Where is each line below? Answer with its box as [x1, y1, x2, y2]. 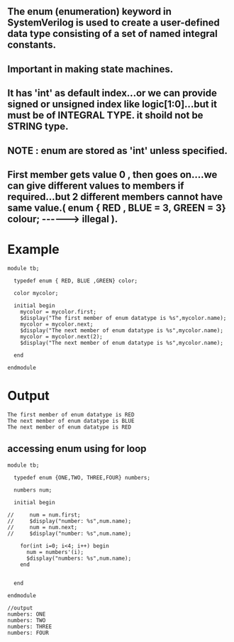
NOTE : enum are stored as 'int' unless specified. [7, 145, 228, 157]
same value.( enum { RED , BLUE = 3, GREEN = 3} [7, 201, 227, 214]
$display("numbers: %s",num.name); [26, 555, 132, 562]
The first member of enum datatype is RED [7, 411, 135, 418]
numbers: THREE [7, 623, 52, 630]
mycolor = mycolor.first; [20, 308, 97, 315]
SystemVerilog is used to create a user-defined [7, 17, 220, 29]
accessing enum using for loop [7, 443, 147, 455]
